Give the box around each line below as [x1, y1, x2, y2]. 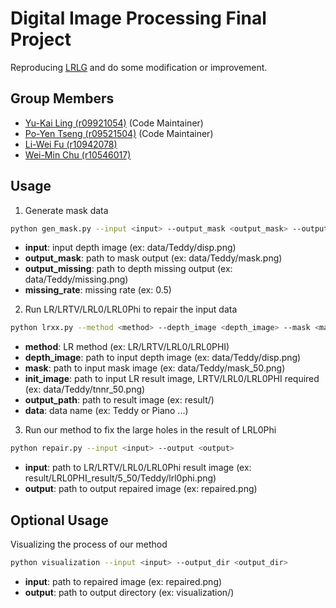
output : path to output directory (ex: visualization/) [24, 586, 235, 598]
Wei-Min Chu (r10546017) [24, 148, 132, 161]
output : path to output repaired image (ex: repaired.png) [24, 483, 258, 495]
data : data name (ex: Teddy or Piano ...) [24, 405, 189, 417]
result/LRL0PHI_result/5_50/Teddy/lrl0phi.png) [24, 472, 217, 484]
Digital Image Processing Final [10, 7, 267, 30]
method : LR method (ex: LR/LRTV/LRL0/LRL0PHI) [24, 341, 230, 353]
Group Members [10, 90, 115, 107]
